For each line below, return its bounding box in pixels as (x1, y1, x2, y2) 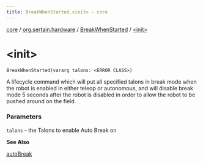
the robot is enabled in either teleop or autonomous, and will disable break (6, 84, 194, 92)
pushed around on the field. (6, 97, 76, 104)
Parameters (6, 112, 42, 121)
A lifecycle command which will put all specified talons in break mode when (6, 78, 197, 85)
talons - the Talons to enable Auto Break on (6, 126, 117, 134)
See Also (6, 138, 29, 145)
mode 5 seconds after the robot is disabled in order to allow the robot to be (6, 91, 196, 98)
